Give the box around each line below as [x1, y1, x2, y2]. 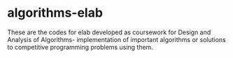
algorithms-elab [7, 5, 104, 21]
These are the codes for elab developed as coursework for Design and [7, 28, 211, 36]
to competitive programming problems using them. [7, 43, 154, 51]
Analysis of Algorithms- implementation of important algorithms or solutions [7, 35, 226, 43]
